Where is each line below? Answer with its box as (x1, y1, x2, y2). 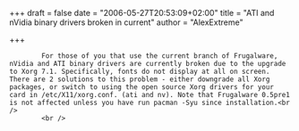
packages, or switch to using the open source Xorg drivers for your (9, 83, 275, 92)
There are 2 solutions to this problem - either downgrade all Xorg (9, 75, 270, 84)
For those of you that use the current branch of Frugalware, (41, 52, 278, 61)
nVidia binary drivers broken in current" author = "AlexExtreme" (9, 17, 243, 28)
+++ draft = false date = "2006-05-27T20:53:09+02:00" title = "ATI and (9, 8, 275, 18)
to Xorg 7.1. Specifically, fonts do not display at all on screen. (9, 67, 270, 76)
